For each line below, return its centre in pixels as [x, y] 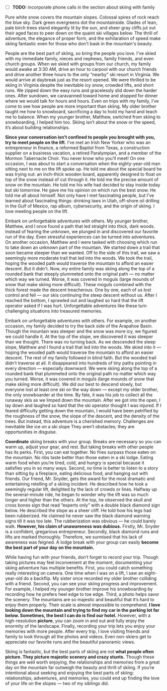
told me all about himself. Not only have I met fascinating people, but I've [80, 195]
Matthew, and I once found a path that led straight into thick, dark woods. [80, 226]
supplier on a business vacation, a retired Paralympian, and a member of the [83, 153]
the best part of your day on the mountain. [50, 547]
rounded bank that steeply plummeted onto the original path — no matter [80, 274]
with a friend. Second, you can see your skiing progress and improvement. [82, 584]
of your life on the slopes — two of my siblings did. [57, 684]
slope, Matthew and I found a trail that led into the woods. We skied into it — [83, 347]
